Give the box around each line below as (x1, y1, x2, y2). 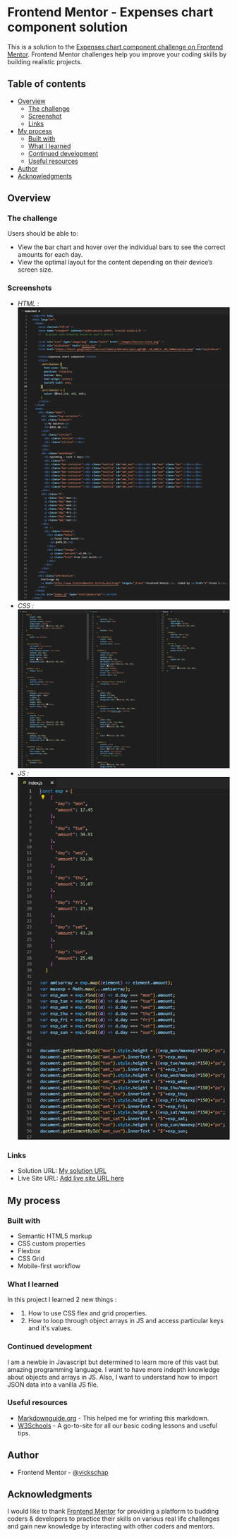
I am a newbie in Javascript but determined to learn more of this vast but (7, 1358, 219, 1366)
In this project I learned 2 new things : (7, 1296, 117, 1304)
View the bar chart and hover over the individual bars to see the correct (17, 243, 226, 251)
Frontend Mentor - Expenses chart (7, 4, 214, 20)
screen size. (17, 265, 54, 274)
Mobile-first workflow (17, 1261, 81, 1270)
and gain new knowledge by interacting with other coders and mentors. (7, 1522, 215, 1531)
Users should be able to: (7, 229, 79, 238)
